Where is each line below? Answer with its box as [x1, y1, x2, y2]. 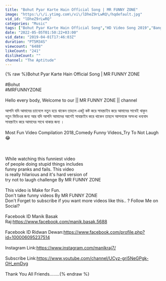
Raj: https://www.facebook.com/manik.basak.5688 [5, 219, 108, 225]
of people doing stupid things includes [5, 161, 83, 167]
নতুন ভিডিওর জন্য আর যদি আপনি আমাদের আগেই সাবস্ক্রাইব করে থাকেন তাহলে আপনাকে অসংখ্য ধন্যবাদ [5, 113, 148, 119]
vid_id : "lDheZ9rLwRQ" [5, 16, 52, 21]
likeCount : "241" [5, 48, 41, 53]
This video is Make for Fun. [5, 187, 60, 193]
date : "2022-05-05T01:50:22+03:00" [5, 30, 79, 35]
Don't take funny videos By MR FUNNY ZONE [5, 193, 98, 199]
